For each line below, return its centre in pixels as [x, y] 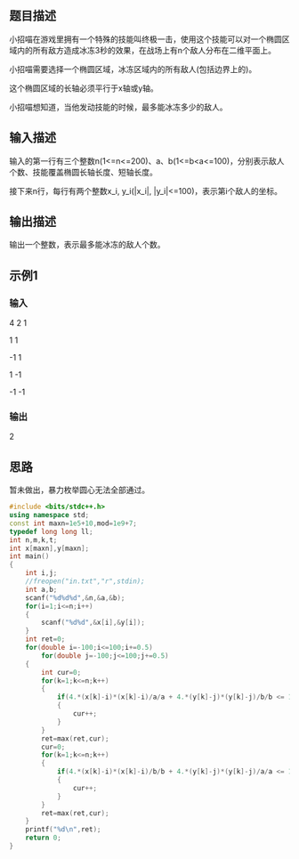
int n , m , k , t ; [33, 540]
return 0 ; [44, 838]
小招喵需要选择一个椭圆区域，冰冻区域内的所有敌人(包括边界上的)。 [133, 69]
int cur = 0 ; [61, 672]
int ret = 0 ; [45, 639]
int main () [29, 556]
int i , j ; [41, 573]
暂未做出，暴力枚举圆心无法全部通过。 [79, 490]
